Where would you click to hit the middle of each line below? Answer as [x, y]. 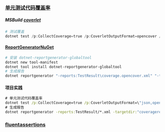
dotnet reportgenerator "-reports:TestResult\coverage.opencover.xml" [79, 76]
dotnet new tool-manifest [31, 62]
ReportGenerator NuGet [29, 47]
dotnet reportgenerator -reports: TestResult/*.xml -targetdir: [71, 112]
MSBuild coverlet [23, 20]
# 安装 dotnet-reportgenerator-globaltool [48, 57]
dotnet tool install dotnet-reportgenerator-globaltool [63, 67]
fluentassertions [25, 125]
